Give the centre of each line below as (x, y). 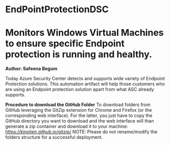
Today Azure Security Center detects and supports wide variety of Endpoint (85, 79)
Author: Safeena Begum (31, 69)
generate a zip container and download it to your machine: (67, 127)
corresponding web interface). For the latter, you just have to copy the (79, 115)
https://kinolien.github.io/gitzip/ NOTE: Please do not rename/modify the (81, 132)
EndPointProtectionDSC (57, 9)
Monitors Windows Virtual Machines (85, 33)
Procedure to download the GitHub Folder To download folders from (78, 105)
